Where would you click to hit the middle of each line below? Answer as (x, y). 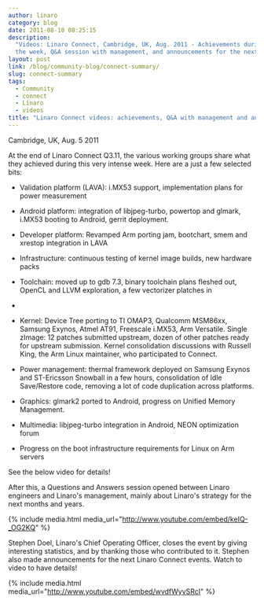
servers (32, 456)
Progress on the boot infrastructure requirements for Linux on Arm (127, 448)
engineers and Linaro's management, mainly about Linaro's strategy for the (130, 495)
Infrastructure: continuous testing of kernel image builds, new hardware (136, 258)
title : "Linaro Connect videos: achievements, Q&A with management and (128, 118)
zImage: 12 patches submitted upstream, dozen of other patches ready (134, 337)
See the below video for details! (60, 472)
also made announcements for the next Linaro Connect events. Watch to (125, 559)
